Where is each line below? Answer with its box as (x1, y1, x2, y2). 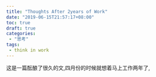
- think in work (8, 47, 49, 53)
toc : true (6, 20, 31, 25)
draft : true (6, 25, 36, 31)
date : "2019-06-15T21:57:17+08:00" (6, 14, 95, 20)
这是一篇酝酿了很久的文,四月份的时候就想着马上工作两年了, (6, 64, 151, 71)
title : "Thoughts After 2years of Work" (6, 8, 108, 15)
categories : (6, 31, 36, 37)
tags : (6, 42, 20, 48)
